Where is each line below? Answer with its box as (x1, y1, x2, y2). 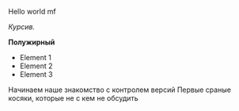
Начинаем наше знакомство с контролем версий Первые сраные (8, 85, 232, 94)
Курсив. (8, 22, 36, 31)
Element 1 (19, 53, 51, 62)
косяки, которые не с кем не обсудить (8, 94, 138, 102)
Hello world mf (8, 7, 57, 16)
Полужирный (8, 37, 55, 47)
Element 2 (19, 61, 53, 71)
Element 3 (19, 70, 53, 78)
